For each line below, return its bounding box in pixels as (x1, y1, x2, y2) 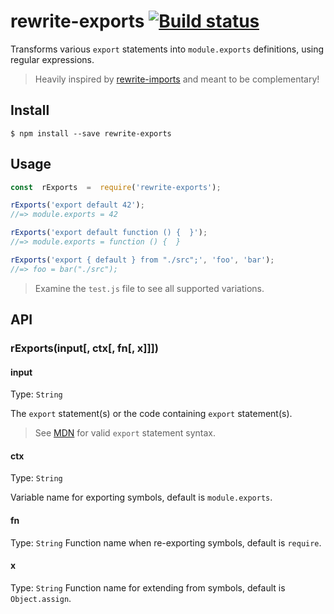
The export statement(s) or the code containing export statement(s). (10, 408, 293, 420)
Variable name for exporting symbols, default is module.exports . (10, 491, 273, 504)
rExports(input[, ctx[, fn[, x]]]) (10, 341, 159, 355)
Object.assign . (10, 592, 72, 604)
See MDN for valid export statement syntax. (34, 427, 216, 439)
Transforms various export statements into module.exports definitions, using (10, 43, 325, 55)
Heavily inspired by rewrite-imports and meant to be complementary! (34, 73, 320, 85)
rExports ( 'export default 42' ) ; (10, 200, 145, 210)
